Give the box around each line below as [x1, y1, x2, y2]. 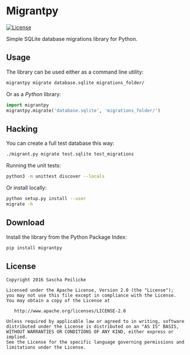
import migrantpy [6, 102, 49, 108]
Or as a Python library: [6, 90, 61, 97]
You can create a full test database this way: [6, 140, 115, 147]
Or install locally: [6, 184, 47, 191]
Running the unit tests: [6, 162, 61, 169]
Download [6, 218, 45, 228]
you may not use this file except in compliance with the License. [6, 293, 177, 299]
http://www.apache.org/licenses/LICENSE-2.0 [14, 308, 126, 314]
